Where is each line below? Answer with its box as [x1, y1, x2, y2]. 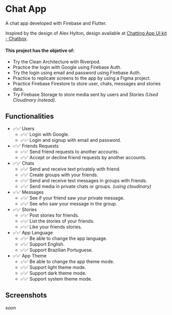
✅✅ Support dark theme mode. [20, 270, 87, 276]
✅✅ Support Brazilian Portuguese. [20, 247, 93, 253]
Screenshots [5, 291, 47, 300]
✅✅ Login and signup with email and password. [20, 137, 122, 143]
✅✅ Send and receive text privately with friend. [20, 165, 121, 172]
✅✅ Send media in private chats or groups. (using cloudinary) [20, 183, 151, 189]
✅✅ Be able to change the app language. [20, 235, 108, 242]
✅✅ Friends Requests [12, 142, 59, 149]
